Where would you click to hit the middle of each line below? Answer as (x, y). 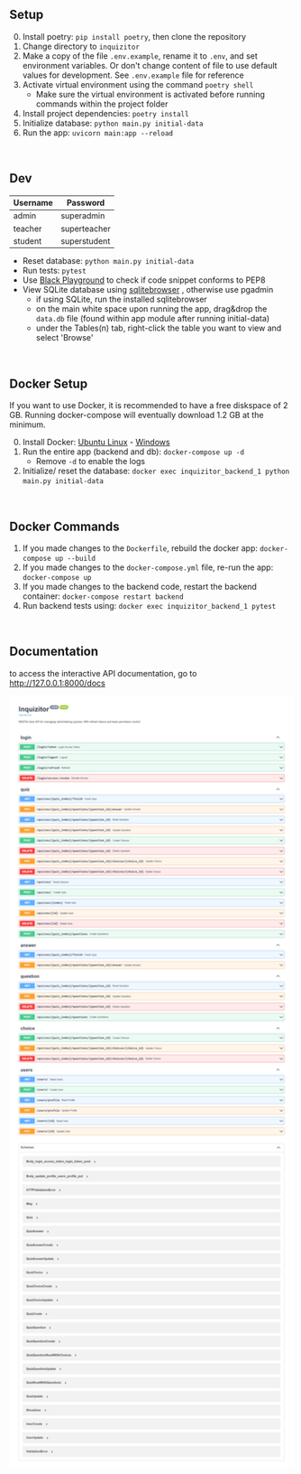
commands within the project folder (102, 104)
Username (33, 203)
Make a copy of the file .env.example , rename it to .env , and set (140, 56)
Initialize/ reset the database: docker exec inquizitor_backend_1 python (156, 471)
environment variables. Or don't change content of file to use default (150, 65)
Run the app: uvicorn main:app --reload (98, 132)
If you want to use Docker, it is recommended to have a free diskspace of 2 (149, 406)
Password (86, 203)
